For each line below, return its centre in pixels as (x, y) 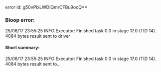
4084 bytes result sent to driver (38, 36)
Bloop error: (20, 20)
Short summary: (22, 47)
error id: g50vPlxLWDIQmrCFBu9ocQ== (46, 7)
